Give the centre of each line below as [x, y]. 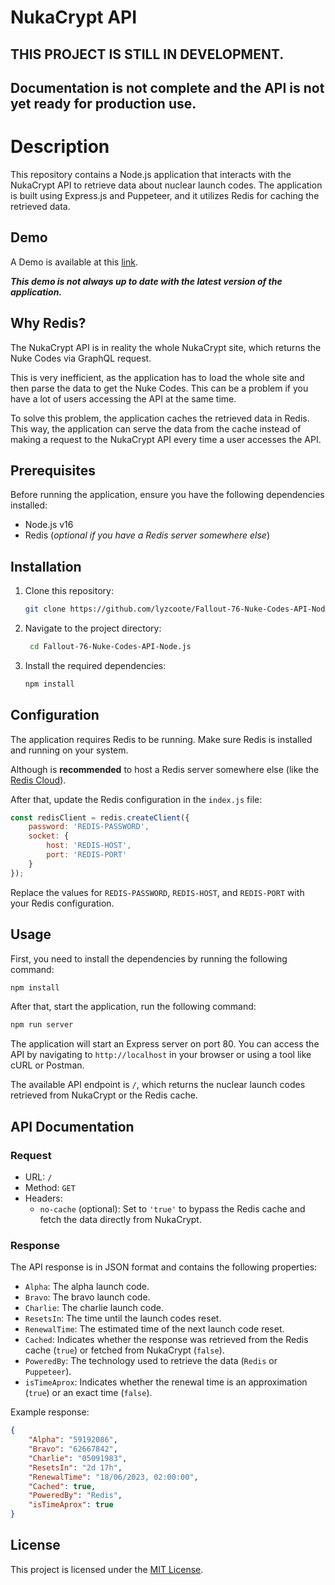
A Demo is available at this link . [74, 262]
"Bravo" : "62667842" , [73, 1449]
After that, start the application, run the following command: [133, 1007]
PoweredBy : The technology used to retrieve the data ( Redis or [151, 1361]
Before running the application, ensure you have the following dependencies [167, 495]
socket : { [49, 836]
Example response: [50, 1412]
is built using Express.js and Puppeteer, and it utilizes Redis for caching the [165, 195]
